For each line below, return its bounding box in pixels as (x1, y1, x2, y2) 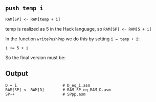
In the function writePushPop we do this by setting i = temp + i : (5, 36, 140, 42)
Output (5, 69, 28, 78)
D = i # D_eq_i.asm (5, 83, 91, 88)
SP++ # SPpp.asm (5, 92, 86, 97)
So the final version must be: (5, 54, 65, 61)
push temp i (5, 5, 43, 12)
